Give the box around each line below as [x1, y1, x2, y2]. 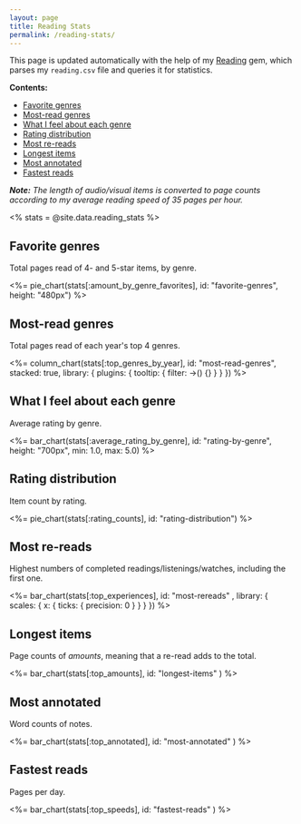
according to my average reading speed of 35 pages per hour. [9, 194, 243, 205]
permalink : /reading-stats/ [9, 30, 116, 39]
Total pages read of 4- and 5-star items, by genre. [9, 262, 197, 273]
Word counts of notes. [9, 719, 92, 730]
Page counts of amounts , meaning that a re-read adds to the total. [9, 651, 257, 662]
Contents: [9, 83, 48, 93]
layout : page [9, 13, 59, 23]
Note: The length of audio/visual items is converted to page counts [9, 185, 261, 196]
